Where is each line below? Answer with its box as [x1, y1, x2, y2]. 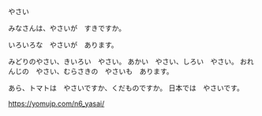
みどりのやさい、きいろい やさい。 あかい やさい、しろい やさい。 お [8, 57, 247, 66]
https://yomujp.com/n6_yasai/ [8, 99, 105, 108]
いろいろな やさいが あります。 [8, 40, 118, 49]
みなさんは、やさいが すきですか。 [8, 24, 126, 33]
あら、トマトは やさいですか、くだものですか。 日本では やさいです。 [8, 83, 245, 92]
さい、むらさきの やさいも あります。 [42, 67, 174, 76]
